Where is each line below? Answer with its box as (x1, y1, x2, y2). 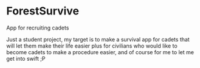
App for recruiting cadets (6, 24, 69, 31)
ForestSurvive (6, 4, 80, 18)
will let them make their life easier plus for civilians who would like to (6, 42, 178, 49)
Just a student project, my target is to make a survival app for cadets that (6, 36, 190, 43)
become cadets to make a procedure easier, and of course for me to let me (6, 48, 195, 55)
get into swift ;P (6, 55, 46, 62)
